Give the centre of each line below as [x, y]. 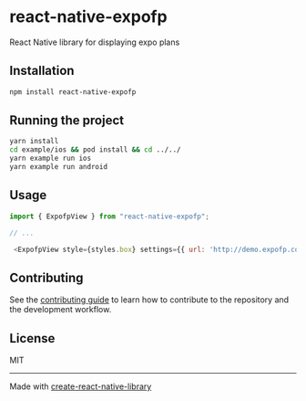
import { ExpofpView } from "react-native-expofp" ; [109, 216]
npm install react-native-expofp [73, 92]
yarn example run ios [51, 158]
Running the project [67, 121]
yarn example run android [58, 167]
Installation [42, 71]
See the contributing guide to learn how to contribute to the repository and [149, 300]
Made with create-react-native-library [81, 386]
